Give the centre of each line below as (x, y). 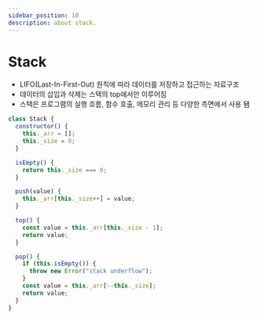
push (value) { (38, 191)
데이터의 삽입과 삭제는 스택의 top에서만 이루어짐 (93, 95)
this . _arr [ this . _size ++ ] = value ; (79, 199)
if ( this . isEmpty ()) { (59, 264)
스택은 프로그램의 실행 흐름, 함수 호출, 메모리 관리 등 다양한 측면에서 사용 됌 (134, 104)
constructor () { (42, 127)
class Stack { (31, 119)
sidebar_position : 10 (44, 15)
